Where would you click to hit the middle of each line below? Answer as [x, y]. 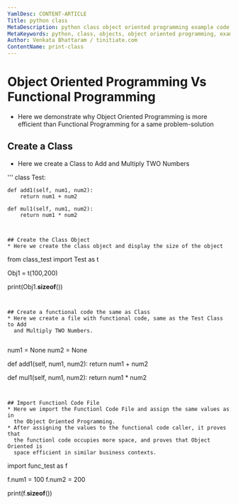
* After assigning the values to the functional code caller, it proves [117, 427]
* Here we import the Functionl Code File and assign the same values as [119, 409]
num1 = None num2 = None [47, 350]
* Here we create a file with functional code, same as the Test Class [115, 318]
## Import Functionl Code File [53, 403]
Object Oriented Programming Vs [107, 82]
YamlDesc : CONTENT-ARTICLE [47, 14]
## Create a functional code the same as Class [79, 312]
